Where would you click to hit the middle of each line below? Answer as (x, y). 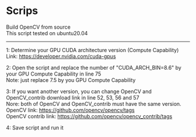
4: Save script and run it (35, 128)
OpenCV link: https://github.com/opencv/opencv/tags (71, 110)
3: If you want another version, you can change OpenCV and (79, 91)
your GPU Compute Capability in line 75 (54, 74)
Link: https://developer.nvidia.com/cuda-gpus (61, 56)
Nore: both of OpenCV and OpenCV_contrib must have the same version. (94, 104)
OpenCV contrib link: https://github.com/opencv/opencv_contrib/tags (89, 116)
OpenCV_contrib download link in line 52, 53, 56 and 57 (73, 97)
